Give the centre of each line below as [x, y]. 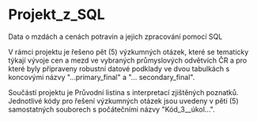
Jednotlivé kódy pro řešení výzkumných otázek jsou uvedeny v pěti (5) [123, 101]
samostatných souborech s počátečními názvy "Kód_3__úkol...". [111, 109]
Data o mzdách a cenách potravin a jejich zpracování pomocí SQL [115, 36]
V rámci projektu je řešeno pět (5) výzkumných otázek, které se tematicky [128, 51]
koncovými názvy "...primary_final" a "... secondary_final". [102, 77]
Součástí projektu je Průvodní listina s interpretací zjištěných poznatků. [123, 92]
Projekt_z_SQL [57, 15]
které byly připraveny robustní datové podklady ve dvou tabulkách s [119, 68]
